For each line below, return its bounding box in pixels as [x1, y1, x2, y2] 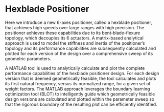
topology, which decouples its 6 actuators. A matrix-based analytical [5, 35, 143, 41]
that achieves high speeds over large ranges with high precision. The [5, 24, 144, 30]
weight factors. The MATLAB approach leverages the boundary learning [5, 86, 150, 92]
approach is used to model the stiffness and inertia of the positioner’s [5, 40, 145, 46]
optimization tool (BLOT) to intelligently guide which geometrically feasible [5, 91, 155, 97]
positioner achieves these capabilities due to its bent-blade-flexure [5, 30, 141, 36]
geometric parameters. [5, 56, 51, 61]
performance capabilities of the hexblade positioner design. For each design [5, 70, 160, 76]
